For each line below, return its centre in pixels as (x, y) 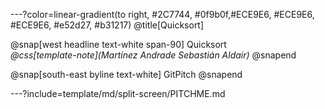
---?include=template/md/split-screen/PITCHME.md (118, 93)
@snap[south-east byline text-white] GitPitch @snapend (126, 74)
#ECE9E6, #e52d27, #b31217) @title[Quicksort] (107, 25)
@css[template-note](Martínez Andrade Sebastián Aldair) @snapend (153, 55)
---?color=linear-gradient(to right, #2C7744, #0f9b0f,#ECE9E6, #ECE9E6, (162, 14)
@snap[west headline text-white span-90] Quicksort (118, 44)
